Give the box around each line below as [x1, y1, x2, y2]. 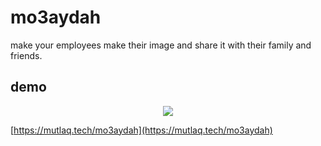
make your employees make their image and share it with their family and [10, 39, 312, 51]
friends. [10, 49, 43, 61]
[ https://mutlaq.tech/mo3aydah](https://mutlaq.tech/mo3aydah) [10, 124, 273, 136]
